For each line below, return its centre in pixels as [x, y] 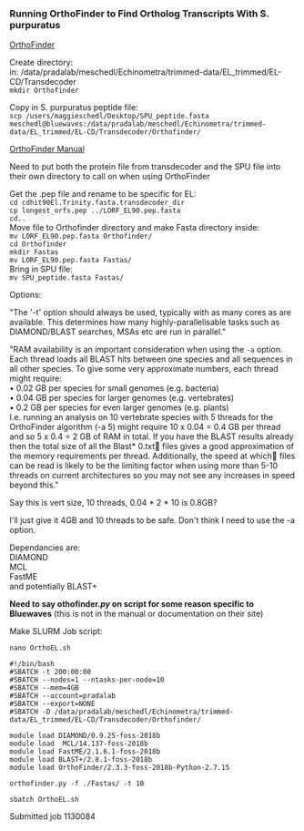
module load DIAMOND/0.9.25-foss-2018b [85, 736]
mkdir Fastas [34, 252]
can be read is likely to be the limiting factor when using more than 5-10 [144, 466]
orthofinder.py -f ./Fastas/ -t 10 [77, 784]
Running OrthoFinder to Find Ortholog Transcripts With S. [139, 14]
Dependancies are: [45, 548]
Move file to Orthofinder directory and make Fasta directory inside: [135, 228]
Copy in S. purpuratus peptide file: [74, 108]
